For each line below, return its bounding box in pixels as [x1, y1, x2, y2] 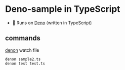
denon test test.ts [5, 61, 45, 66]
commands [5, 34, 41, 42]
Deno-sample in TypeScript [5, 3, 121, 15]
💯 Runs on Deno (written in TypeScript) [12, 20, 92, 26]
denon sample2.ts [5, 57, 41, 62]
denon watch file [5, 47, 40, 53]
